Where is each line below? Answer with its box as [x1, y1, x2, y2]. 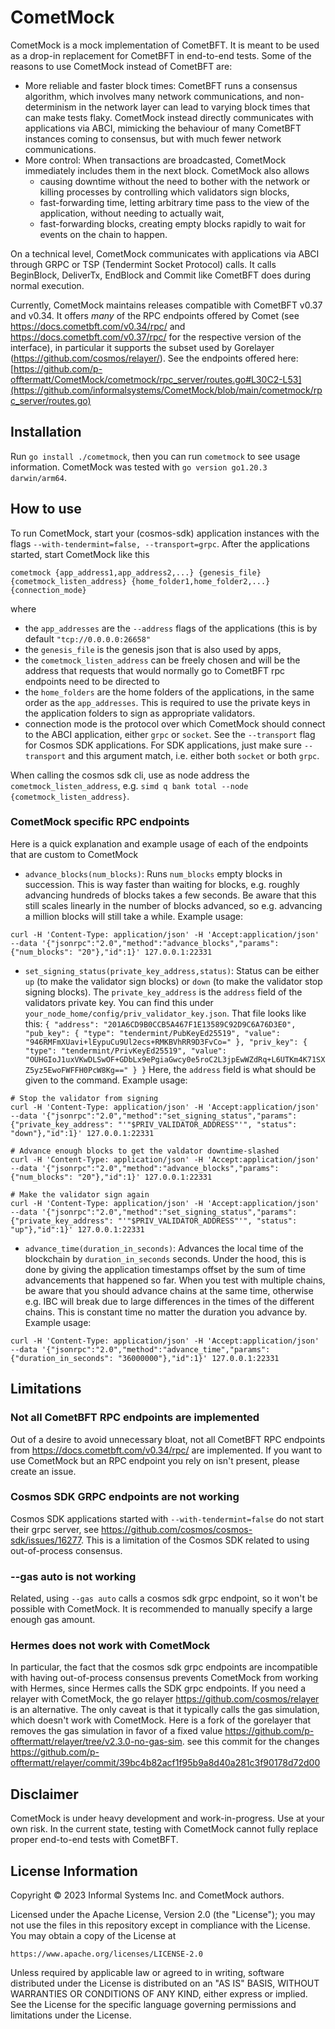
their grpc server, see [10, 1523, 100, 1535]
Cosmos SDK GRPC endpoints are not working [10, 1490, 240, 1504]
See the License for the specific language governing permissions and [10, 1999, 297, 2011]
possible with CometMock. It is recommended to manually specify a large [10, 1603, 313, 1615]
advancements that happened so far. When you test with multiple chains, [24, 1274, 326, 1286]
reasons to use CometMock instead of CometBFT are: [10, 60, 233, 72]
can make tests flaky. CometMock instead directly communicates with [24, 111, 314, 123]
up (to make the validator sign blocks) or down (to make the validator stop [24, 975, 323, 987]
